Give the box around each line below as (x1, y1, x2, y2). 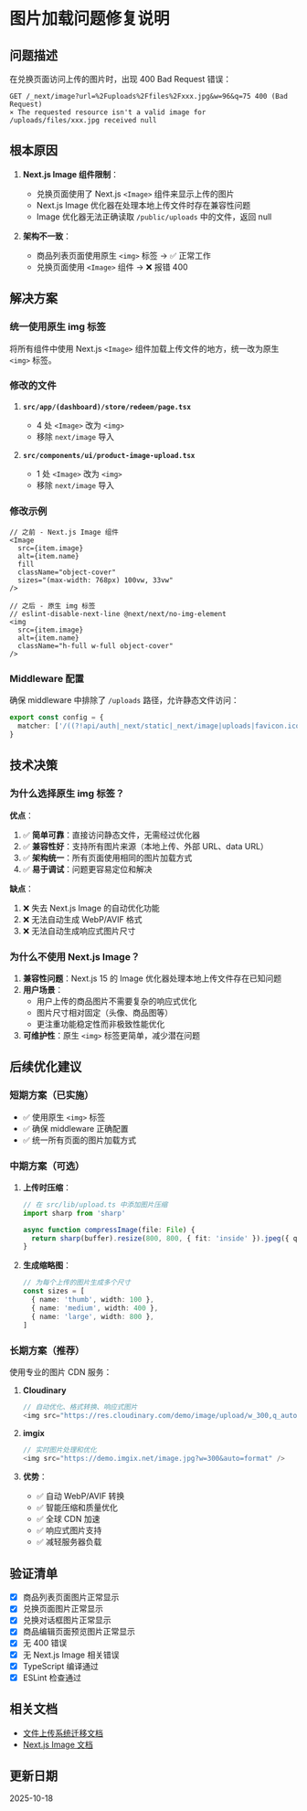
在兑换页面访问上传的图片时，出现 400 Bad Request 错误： (9, 74, 231, 84)
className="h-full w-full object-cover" (17, 642, 174, 651)
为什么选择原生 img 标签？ (9, 787, 125, 800)
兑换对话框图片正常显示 (22, 1614, 111, 1625)
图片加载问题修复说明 (9, 8, 171, 29)
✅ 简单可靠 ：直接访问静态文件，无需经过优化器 (22, 829, 201, 840)
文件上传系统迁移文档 (22, 1727, 103, 1738)
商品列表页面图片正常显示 (22, 1592, 120, 1603)
